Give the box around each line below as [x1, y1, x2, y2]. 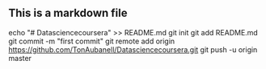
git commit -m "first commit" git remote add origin [8, 36, 175, 46]
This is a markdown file [8, 6, 128, 20]
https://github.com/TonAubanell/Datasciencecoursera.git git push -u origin [8, 44, 258, 55]
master [8, 53, 32, 63]
